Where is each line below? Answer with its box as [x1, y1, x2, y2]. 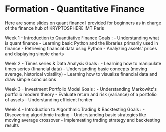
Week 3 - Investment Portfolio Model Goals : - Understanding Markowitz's [5, 86, 157, 92]
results [5, 122, 19, 128]
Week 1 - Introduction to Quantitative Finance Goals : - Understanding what [5, 35, 159, 41]
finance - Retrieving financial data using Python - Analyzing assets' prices [5, 45, 157, 51]
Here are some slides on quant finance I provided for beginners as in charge [5, 20, 162, 26]
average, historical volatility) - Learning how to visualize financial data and [5, 71, 158, 77]
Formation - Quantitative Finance [5, 3, 145, 15]
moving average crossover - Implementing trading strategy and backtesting [5, 117, 160, 123]
